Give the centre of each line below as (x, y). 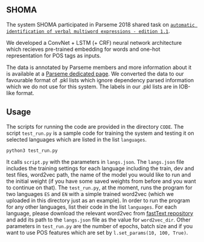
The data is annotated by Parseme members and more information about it (99, 67)
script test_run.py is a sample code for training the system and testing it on (100, 133)
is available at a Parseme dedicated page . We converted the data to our (95, 74)
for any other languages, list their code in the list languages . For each (91, 207)
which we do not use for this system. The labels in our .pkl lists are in (92, 87)
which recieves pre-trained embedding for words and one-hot (83, 49)
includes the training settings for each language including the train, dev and (100, 168)
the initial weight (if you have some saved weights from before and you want (101, 181)
